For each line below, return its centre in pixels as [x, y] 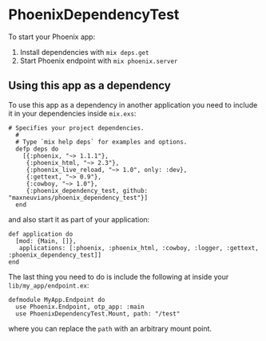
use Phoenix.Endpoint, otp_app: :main [80, 307]
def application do [41, 234]
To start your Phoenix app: [52, 37]
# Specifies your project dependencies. [77, 128]
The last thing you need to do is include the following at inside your [119, 276]
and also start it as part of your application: [79, 219]
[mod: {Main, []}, [46, 241]
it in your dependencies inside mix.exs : [72, 113]
